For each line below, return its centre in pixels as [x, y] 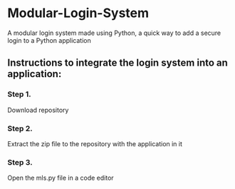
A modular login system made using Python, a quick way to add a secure [114, 33]
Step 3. [20, 162]
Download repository [38, 110]
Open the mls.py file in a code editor [61, 178]
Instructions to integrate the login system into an [117, 63]
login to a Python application [49, 40]
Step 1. [19, 94]
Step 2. [20, 128]
